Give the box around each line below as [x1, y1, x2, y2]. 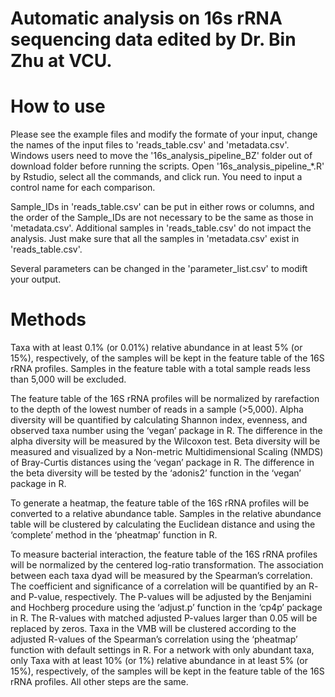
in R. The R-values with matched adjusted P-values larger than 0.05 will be [10, 612, 318, 624]
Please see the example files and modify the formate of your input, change [10, 128, 318, 141]
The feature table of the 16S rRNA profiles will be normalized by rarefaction [10, 393, 320, 405]
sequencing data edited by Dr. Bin [10, 28, 297, 51]
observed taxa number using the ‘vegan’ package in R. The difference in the [10, 425, 323, 437]
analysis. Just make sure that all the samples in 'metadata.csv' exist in [10, 233, 300, 245]
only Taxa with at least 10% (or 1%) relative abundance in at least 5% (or [10, 655, 308, 667]
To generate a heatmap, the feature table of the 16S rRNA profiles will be [10, 497, 310, 509]
